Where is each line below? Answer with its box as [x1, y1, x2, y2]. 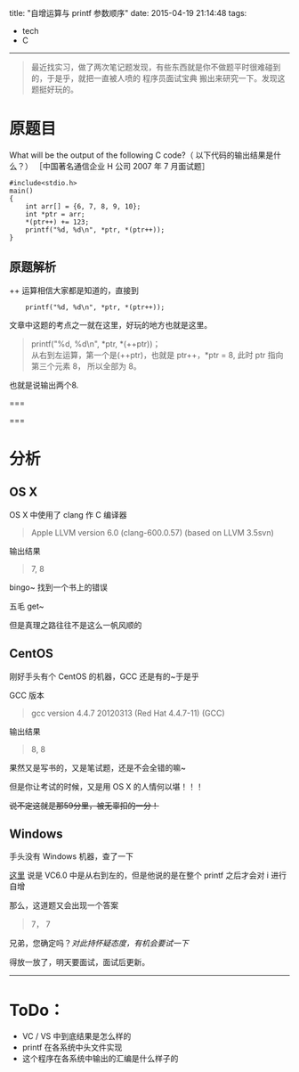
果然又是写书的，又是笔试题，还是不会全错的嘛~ [9, 762, 187, 773]
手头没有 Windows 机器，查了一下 [9, 851, 133, 862]
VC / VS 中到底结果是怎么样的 [21, 1031, 132, 1042]
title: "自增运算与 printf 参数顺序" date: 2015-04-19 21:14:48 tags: [9, 8, 247, 18]
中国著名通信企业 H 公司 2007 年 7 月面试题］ [42, 160, 210, 171]
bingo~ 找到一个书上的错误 [9, 582, 109, 593]
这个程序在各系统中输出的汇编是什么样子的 [21, 1053, 179, 1064]
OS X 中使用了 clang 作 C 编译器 [9, 509, 127, 520]
